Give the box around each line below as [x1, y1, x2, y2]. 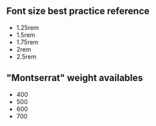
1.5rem [16, 31, 35, 39]
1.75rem [16, 37, 39, 46]
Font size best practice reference [6, 5, 150, 17]
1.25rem [16, 23, 39, 31]
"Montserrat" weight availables [6, 72, 144, 84]
